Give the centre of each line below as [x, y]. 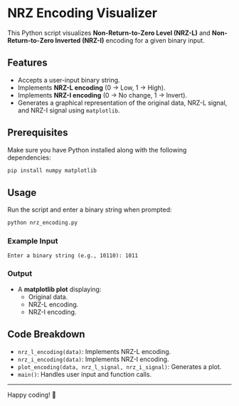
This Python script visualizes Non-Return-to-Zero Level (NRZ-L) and [109, 33]
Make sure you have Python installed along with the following [97, 150]
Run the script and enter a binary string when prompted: [90, 210]
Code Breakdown [46, 334]
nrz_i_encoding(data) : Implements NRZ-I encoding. [93, 359]
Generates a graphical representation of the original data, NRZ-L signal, [122, 103]
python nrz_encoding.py [43, 223]
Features [27, 63]
